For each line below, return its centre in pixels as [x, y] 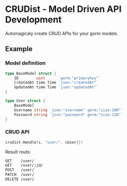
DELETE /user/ [20, 180]
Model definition [26, 63]
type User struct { [25, 101]
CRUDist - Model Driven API [63, 9]
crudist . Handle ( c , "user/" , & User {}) [44, 142]
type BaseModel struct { [31, 73]
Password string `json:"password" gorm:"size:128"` [68, 115]
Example [19, 49]
